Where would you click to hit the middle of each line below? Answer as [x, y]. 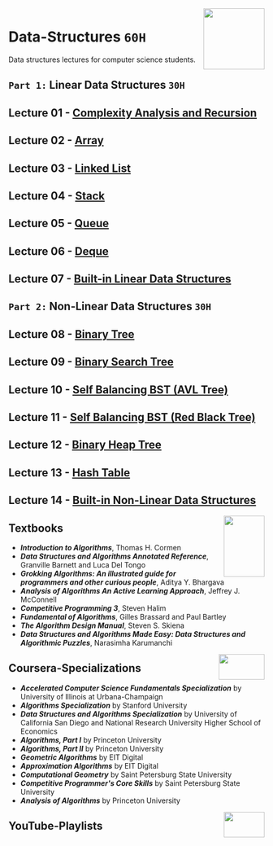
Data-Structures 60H [77, 37]
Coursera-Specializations [75, 668]
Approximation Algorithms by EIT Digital [89, 765]
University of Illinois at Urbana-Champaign [92, 696]
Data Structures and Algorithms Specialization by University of [128, 714]
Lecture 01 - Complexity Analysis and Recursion [133, 113]
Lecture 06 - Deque [59, 251]
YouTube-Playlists [56, 826]
